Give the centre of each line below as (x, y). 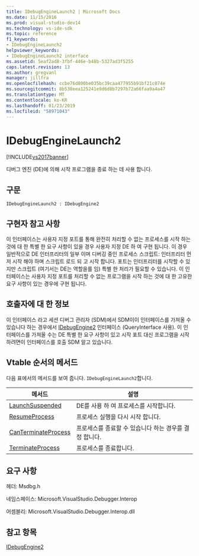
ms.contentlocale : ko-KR (37, 100)
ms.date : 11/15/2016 (32, 17)
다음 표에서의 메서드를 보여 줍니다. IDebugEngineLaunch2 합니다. (79, 378)
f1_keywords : (22, 39)
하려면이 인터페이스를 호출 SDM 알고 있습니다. (60, 342)
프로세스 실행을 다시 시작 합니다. (118, 417)
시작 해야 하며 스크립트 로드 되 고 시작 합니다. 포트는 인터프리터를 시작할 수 (98, 261)
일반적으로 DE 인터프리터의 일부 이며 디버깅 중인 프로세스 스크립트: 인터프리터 (96, 254)
